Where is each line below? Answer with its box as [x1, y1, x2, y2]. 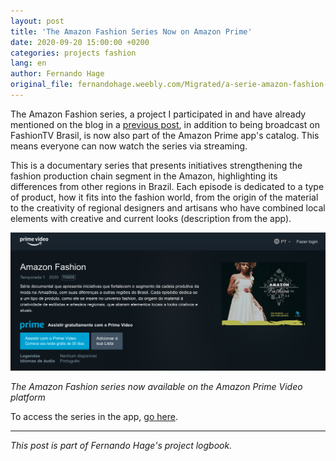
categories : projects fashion [10, 48, 137, 58]
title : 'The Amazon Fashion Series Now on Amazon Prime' [10, 26, 253, 37]
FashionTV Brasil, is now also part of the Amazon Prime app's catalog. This [10, 129, 320, 141]
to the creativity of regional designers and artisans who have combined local [10, 201, 326, 214]
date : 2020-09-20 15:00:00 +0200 [10, 37, 150, 47]
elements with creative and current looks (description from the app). [10, 212, 292, 224]
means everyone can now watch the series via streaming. [10, 140, 248, 152]
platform [10, 391, 46, 403]
